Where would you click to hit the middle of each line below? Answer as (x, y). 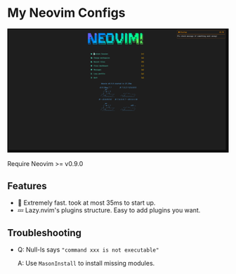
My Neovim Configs (66, 13)
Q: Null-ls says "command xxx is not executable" (88, 249)
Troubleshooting (45, 233)
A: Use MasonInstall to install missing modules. (86, 263)
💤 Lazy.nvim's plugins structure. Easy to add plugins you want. (109, 210)
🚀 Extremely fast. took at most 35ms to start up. (86, 203)
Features (27, 186)
